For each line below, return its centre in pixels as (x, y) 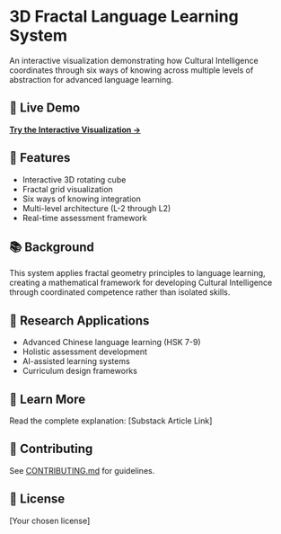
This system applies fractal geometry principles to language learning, (138, 273)
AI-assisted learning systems (76, 361)
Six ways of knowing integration (81, 199)
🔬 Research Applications (79, 320)
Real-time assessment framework (84, 218)
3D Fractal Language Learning (124, 17)
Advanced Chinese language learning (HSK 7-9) (111, 343)
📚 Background (52, 247)
